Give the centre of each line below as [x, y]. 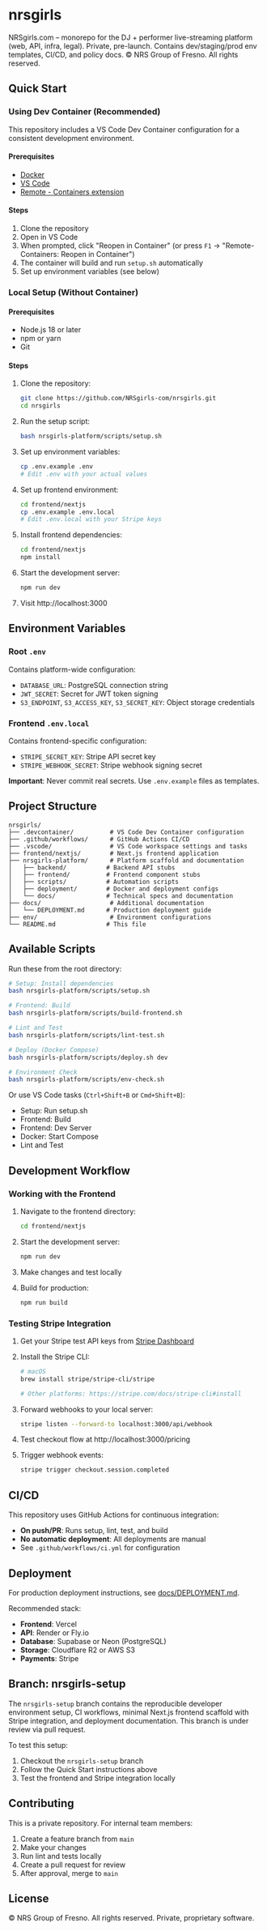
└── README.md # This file [78, 924]
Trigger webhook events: [61, 1455]
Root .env [27, 651]
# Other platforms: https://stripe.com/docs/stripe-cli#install [131, 1394]
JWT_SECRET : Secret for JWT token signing [89, 694]
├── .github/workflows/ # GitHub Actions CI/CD [99, 839]
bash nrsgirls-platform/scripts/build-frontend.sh [95, 1013]
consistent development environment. [72, 138]
